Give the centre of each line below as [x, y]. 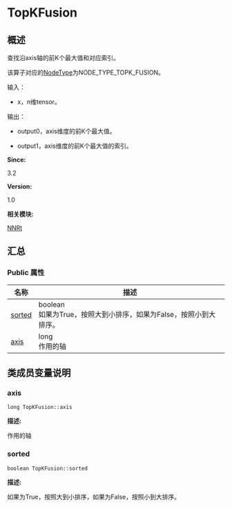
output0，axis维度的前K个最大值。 [66, 131]
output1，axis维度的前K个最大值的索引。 [75, 146]
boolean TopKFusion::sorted [48, 468]
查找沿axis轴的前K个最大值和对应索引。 [63, 58]
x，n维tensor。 [39, 102]
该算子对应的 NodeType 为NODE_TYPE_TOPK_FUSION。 [86, 73]
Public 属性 [26, 273]
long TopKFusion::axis [40, 408]
